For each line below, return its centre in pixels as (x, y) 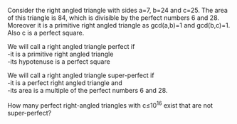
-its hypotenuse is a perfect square (59, 62)
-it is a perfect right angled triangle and (65, 83)
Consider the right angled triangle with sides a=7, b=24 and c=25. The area (117, 10)
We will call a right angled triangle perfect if (71, 46)
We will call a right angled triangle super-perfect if (81, 75)
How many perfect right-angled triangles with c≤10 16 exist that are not (110, 105)
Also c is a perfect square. (46, 33)
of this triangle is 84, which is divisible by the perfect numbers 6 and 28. (113, 18)
